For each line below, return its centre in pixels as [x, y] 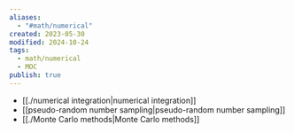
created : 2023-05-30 [47, 34]
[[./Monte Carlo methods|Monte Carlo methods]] [111, 119]
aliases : [25, 17]
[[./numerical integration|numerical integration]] [109, 100]
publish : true [35, 75]
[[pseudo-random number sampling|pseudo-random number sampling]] [154, 110]
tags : [19, 51]
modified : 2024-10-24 [49, 42]
